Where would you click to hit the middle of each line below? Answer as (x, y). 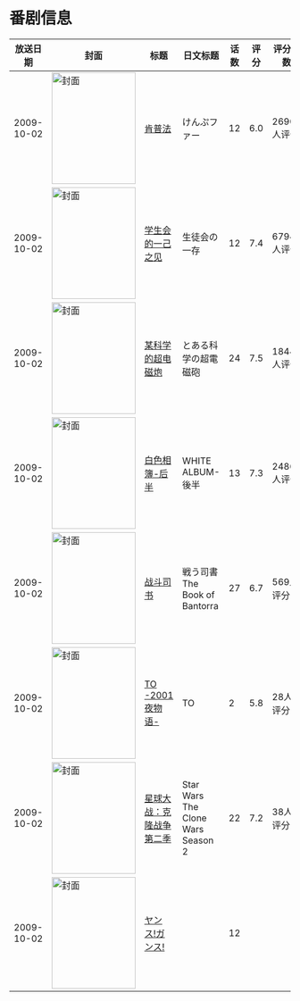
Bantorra (200, 605)
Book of (198, 595)
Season (198, 840)
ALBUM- (201, 471)
